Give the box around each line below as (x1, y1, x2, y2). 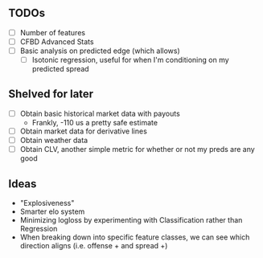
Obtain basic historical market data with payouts (19, 109, 181, 118)
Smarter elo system (19, 207, 85, 216)
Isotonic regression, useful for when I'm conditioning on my (31, 55, 229, 64)
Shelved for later (8, 88, 94, 101)
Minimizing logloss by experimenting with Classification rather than (19, 215, 243, 224)
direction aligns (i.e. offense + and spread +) (19, 240, 168, 250)
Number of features (19, 27, 86, 37)
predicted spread (31, 64, 90, 74)
